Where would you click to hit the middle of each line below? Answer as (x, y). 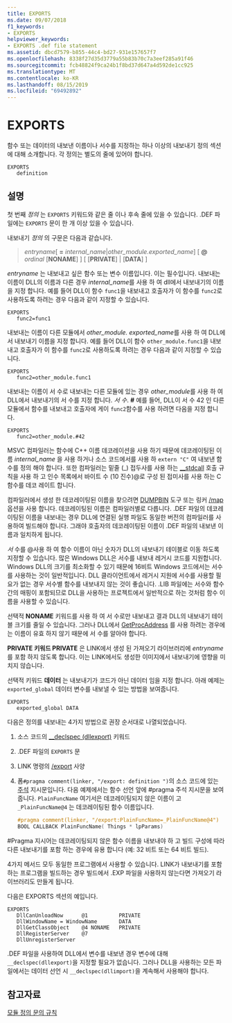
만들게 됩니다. (55, 881)
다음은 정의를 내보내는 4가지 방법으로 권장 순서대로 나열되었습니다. (97, 722)
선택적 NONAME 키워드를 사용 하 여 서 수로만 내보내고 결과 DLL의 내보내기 (109, 616)
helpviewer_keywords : (38, 40)
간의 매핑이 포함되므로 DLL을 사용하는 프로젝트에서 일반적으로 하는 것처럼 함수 (113, 592)
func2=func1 (34, 319)
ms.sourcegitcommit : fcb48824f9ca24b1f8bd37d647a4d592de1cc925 (100, 65)
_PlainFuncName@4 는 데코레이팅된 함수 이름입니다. (86, 806)
